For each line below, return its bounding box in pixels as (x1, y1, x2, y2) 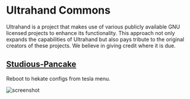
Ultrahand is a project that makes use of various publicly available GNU (6, 23, 180, 30)
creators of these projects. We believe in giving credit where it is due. (6, 42, 176, 49)
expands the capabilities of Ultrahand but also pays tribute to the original (6, 36, 185, 43)
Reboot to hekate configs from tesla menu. (6, 75, 111, 82)
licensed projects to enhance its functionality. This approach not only (6, 29, 175, 36)
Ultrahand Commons (6, 4, 111, 17)
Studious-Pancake (6, 59, 77, 69)
